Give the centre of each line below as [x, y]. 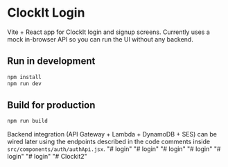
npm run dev [24, 83]
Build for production [51, 105]
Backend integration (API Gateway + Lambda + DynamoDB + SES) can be [112, 134]
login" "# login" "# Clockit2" [47, 157]
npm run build [28, 121]
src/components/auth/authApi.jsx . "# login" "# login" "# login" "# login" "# [114, 149]
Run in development [51, 61]
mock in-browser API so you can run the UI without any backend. [100, 39]
